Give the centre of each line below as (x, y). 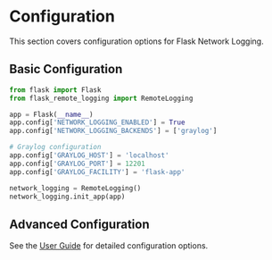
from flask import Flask (55, 90)
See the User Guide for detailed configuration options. (109, 246)
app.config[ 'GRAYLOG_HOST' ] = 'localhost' (89, 155)
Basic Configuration (66, 69)
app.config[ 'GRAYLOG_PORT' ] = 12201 (77, 164)
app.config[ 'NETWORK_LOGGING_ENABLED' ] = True (97, 122)
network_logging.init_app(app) (67, 197)
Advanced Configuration (79, 224)
